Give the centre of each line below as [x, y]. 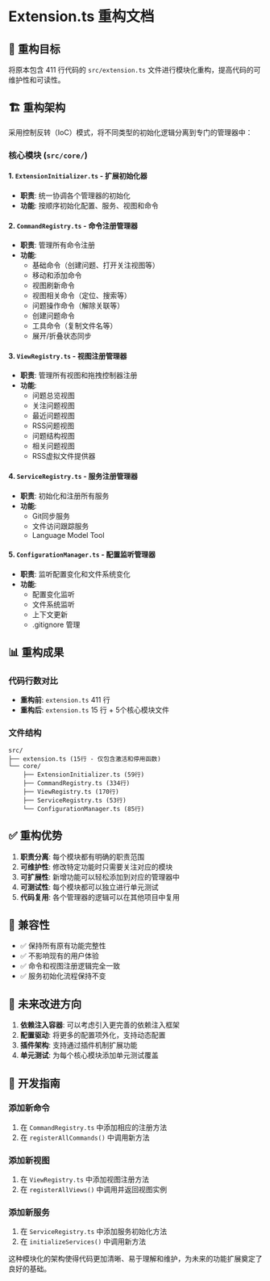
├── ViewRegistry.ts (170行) [71, 792]
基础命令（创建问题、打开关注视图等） [96, 265]
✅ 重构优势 [35, 836]
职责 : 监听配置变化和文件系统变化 [75, 573]
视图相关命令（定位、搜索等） [81, 296]
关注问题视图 [53, 405]
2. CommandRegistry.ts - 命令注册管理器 [73, 225]
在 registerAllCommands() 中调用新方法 [85, 1137]
